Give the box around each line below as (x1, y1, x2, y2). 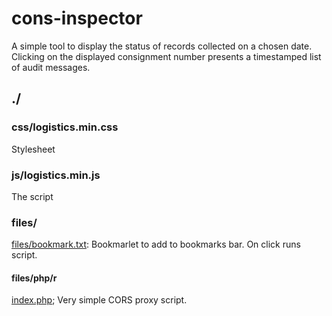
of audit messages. (11, 61, 91, 73)
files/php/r (11, 272, 58, 284)
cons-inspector (11, 7, 143, 30)
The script (11, 190, 54, 202)
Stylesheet (11, 143, 56, 155)
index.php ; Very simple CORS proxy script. (11, 294, 188, 306)
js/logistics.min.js (11, 168, 101, 182)
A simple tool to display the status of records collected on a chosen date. (11, 40, 313, 52)
